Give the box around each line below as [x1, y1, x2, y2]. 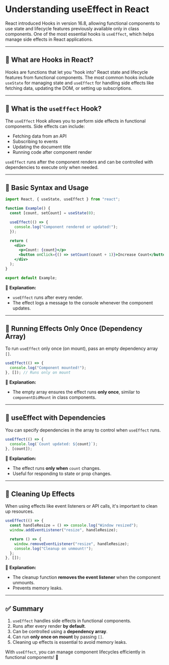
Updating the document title [12, 144, 71, 150]
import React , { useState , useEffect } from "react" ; [5, 197, 121, 202]
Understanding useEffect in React [5, 4, 149, 15]
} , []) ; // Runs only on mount [5, 370, 71, 375]
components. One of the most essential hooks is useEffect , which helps [5, 31, 154, 37]
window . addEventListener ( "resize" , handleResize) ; [10, 528, 118, 533]
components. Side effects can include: [5, 123, 85, 129]
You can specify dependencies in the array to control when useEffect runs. [5, 427, 161, 433]
